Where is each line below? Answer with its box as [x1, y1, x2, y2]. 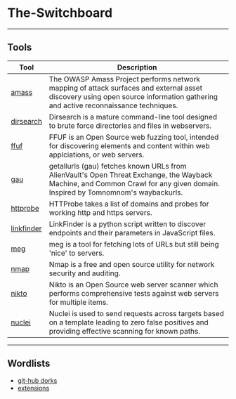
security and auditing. [48, 268, 121, 278]
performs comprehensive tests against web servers [48, 288, 219, 298]
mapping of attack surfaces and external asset [48, 83, 202, 93]
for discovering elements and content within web [48, 140, 210, 150]
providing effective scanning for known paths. [48, 326, 201, 336]
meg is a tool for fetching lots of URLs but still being [48, 239, 219, 249]
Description [117, 62, 157, 72]
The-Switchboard [7, 5, 113, 21]
